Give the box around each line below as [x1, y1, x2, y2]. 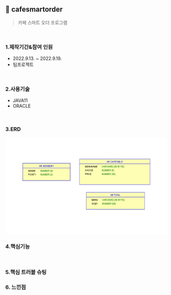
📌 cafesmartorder [5, 5, 63, 14]
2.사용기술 [5, 86, 30, 93]
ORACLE [12, 103, 31, 109]
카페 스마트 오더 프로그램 [17, 19, 68, 26]
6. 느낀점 [5, 283, 27, 290]
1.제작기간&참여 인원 [5, 43, 53, 50]
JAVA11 [12, 97, 28, 104]
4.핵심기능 [5, 243, 30, 250]
